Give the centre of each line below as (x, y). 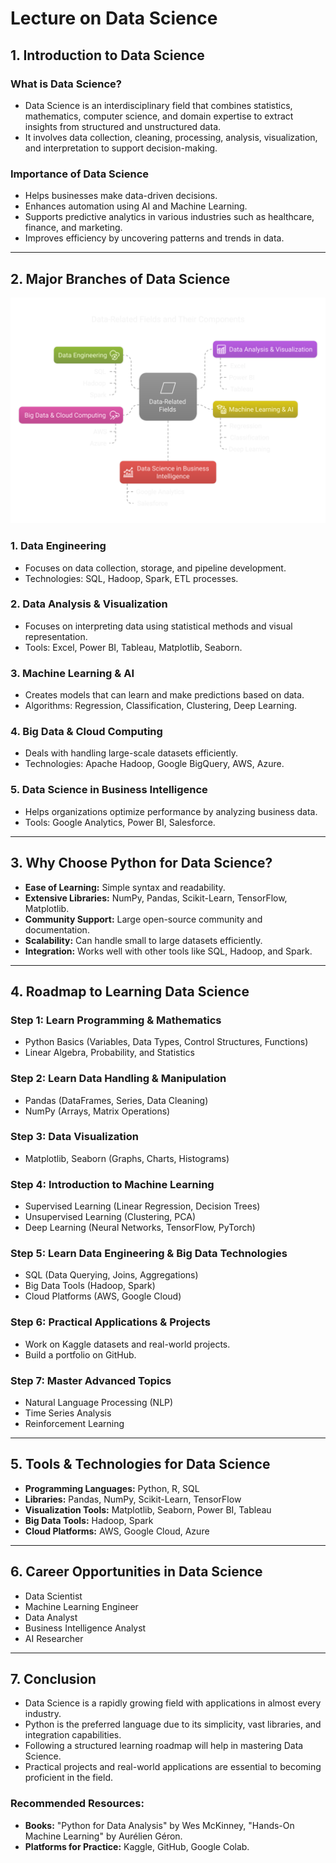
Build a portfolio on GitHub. (80, 1354)
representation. (56, 636)
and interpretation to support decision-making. (121, 148)
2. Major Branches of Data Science (120, 278)
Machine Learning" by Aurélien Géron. (103, 1836)
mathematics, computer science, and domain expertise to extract (159, 116)
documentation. (57, 929)
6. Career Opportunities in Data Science (136, 1572)
